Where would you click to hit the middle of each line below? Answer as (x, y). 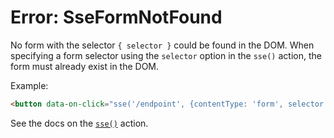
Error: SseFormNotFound (116, 17)
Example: (29, 85)
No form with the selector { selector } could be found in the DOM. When (162, 45)
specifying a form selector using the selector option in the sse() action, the (166, 55)
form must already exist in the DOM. (85, 66)
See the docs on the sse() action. (79, 123)
